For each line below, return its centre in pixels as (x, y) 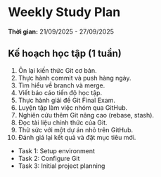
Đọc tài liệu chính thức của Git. (63, 122)
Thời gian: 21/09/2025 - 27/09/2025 (61, 31)
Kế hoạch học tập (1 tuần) (65, 54)
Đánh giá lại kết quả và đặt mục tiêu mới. (77, 137)
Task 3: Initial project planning (62, 166)
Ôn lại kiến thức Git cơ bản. (57, 70)
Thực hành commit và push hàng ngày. (75, 78)
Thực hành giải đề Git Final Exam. (66, 100)
